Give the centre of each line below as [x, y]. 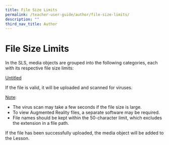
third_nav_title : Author [31, 24]
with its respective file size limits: [40, 68]
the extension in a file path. [41, 123]
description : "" [22, 19]
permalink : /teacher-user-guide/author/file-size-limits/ [67, 15]
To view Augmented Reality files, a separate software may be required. [86, 113]
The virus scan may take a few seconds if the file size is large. [77, 107]
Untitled [13, 78]
